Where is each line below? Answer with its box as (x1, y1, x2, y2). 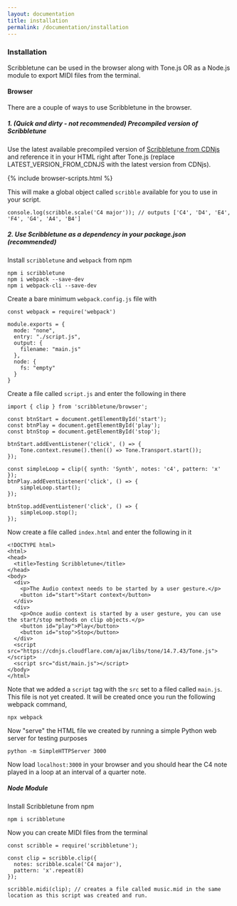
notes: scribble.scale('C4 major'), (14, 860, 122, 868)
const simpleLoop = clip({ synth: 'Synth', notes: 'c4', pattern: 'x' (7, 465, 221, 472)
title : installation (7, 17, 69, 24)
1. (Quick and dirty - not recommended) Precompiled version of (7, 119, 199, 128)
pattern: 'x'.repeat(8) (14, 867, 84, 874)
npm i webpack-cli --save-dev (7, 282, 98, 289)
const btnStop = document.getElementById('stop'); (7, 428, 161, 435)
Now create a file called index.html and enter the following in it (7, 528, 192, 536)
